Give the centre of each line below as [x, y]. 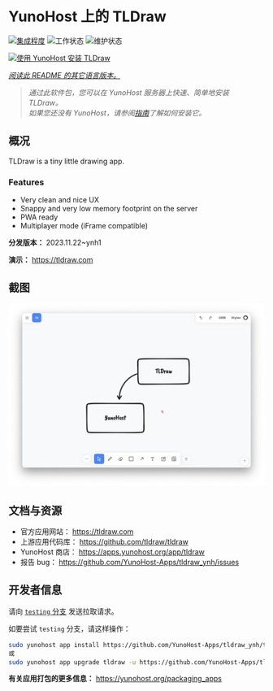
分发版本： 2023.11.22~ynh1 [55, 243]
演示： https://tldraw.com [51, 260]
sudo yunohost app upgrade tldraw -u [72, 662]
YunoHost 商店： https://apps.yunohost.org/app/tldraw [113, 552]
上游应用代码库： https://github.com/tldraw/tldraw [104, 541]
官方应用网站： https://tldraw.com [77, 531]
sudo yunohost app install [54, 645]
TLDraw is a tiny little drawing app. [66, 161]
